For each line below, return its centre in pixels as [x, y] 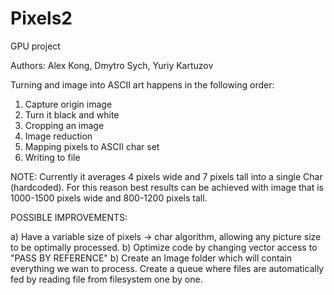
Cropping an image [64, 125]
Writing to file [52, 157]
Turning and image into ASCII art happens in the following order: [142, 84]
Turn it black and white [72, 114]
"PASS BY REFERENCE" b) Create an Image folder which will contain [151, 258]
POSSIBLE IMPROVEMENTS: [69, 217]
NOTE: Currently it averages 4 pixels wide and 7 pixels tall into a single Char [166, 176]
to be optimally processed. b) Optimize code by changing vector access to [164, 247]
